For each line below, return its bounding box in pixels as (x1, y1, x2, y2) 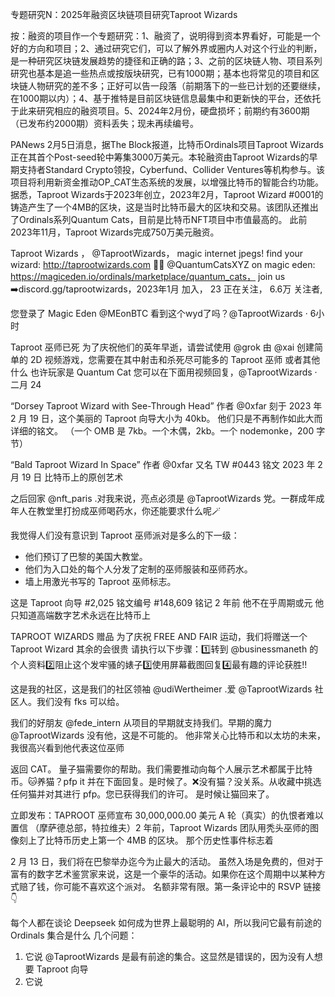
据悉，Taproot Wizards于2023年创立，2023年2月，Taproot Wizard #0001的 (10, 189, 324, 200)
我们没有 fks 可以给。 (36, 696, 125, 707)
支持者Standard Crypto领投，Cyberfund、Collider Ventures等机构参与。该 (18, 164, 325, 175)
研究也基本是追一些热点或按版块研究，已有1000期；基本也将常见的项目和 (10, 68, 312, 79)
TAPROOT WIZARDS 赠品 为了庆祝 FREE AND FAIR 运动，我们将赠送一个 (10, 631, 308, 642)
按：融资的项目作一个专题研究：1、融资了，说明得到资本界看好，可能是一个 (10, 30, 321, 42)
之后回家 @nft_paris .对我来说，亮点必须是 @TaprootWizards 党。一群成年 (10, 493, 317, 504)
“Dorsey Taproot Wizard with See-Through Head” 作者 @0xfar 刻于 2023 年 (10, 400, 323, 412)
